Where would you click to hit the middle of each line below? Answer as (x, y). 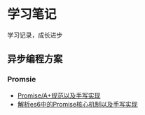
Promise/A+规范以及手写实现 (59, 95)
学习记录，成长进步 (35, 35)
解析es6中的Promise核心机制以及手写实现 (77, 104)
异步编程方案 (35, 59)
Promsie (22, 79)
